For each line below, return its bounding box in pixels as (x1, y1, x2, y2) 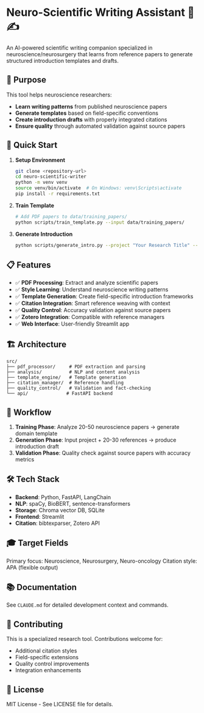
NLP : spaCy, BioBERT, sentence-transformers (15, 500, 131, 507)
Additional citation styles (15, 647, 77, 654)
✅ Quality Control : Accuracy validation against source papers (15, 307, 171, 314)
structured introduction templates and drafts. (6, 57, 119, 64)
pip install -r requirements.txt (15, 191, 100, 197)
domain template (15, 430, 58, 437)
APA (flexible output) (6, 563, 58, 571)
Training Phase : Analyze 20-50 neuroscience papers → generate (15, 423, 180, 430)
